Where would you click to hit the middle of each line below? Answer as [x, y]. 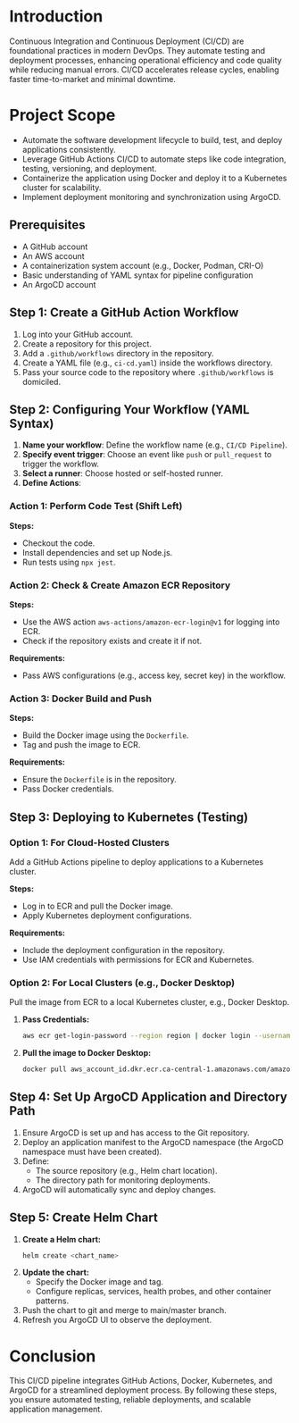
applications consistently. [69, 149]
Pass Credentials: [56, 1019]
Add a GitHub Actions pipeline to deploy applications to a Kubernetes [137, 862]
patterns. [52, 1301]
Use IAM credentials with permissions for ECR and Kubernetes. [138, 959]
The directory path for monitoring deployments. [123, 1180]
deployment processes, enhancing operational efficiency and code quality [146, 60]
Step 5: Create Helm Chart [83, 1218]
